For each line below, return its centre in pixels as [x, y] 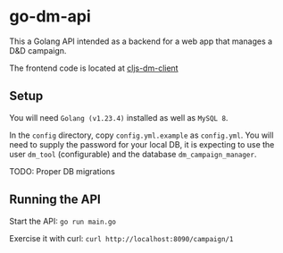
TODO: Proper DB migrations [62, 171]
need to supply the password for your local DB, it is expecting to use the [142, 144]
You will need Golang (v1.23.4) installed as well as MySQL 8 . [119, 117]
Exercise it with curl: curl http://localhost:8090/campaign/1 [121, 238]
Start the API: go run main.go [63, 221]
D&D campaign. [38, 50]
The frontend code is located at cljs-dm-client [94, 68]
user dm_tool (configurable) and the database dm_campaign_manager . [133, 154]
